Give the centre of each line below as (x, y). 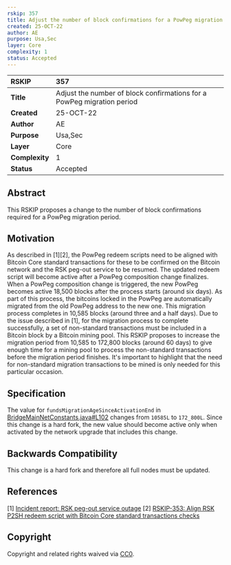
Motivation (31, 238)
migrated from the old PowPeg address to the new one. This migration (107, 306)
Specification (36, 394)
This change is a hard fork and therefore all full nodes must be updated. (109, 470)
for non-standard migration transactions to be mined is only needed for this (114, 364)
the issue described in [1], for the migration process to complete (98, 321)
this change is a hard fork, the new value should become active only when (112, 425)
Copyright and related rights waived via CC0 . (71, 553)
